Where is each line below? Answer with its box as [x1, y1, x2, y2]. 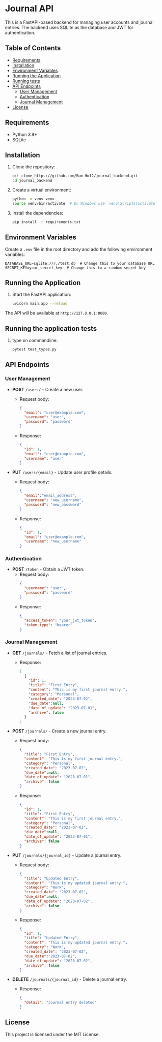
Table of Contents [5, 44, 61, 52]
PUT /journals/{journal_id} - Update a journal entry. [12, 852, 122, 858]
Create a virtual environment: [12, 187, 71, 193]
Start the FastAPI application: [12, 291, 71, 298]
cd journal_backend [12, 178, 53, 183]
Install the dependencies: [12, 210, 64, 216]
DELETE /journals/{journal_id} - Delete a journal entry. [12, 977, 128, 982]
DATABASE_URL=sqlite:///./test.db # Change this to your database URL [5, 261, 155, 266]
